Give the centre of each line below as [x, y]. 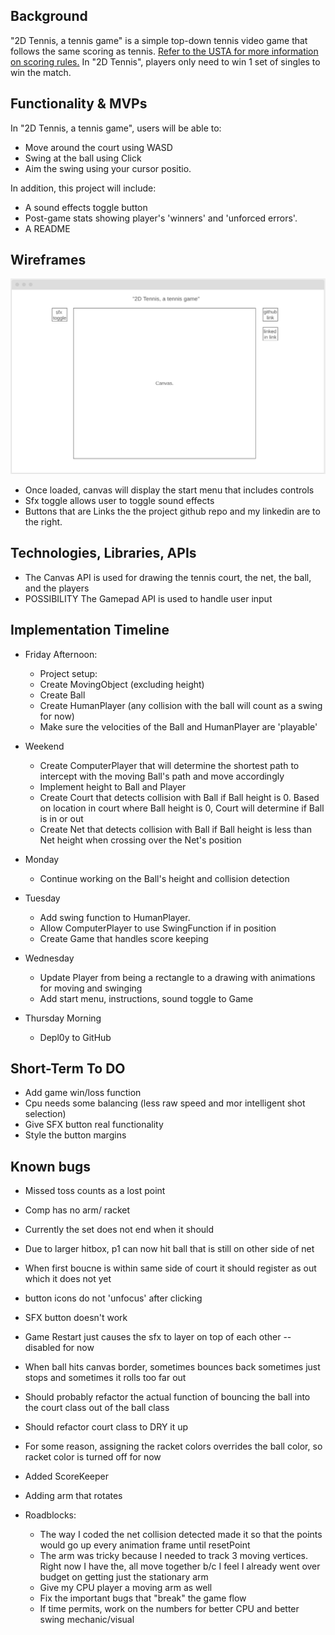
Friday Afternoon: [61, 654]
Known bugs [51, 1166]
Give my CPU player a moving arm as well [126, 1588]
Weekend [44, 746]
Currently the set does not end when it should [119, 1230]
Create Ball [62, 695]
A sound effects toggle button [86, 207]
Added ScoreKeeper [67, 1476]
